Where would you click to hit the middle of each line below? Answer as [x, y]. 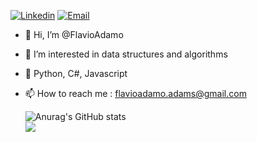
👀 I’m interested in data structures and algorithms [126, 54]
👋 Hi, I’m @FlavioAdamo [74, 34]
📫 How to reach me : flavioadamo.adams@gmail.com [135, 93]
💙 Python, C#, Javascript [76, 73]
